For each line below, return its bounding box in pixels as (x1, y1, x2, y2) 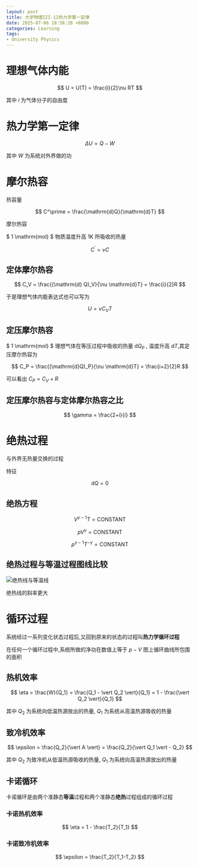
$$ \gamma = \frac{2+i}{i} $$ (63, 411, 137, 418)
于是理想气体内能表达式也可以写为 (6, 293, 90, 300)
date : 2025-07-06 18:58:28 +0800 (6, 20, 89, 26)
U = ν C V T (87, 305, 112, 314)
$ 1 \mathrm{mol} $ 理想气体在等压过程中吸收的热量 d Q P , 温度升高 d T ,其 (6, 342, 185, 351)
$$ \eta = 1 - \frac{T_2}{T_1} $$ (62, 824, 138, 831)
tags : (6, 31, 20, 37)
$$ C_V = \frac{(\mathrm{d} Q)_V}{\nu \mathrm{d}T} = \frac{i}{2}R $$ (14, 281, 186, 288)
